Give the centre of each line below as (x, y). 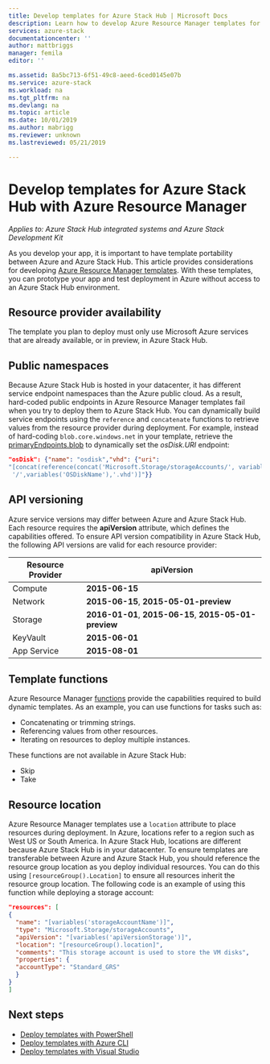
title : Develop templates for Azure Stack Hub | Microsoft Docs (118, 16)
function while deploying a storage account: (81, 893)
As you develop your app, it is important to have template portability (121, 253)
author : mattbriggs (41, 46)
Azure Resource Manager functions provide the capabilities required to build (135, 699)
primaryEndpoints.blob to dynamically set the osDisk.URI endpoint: (119, 445)
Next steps (36, 1015)
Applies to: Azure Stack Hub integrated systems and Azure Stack (117, 229)
